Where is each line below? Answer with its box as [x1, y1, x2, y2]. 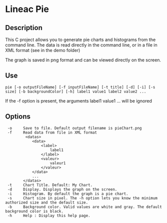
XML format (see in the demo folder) [5, 47, 80, 53]
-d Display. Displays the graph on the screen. [7, 186, 117, 192]
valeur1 [49, 160, 66, 165]
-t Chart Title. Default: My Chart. [7, 182, 93, 187]
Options [5, 112, 31, 121]
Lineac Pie [5, 3, 49, 15]
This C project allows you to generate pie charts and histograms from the [5, 36, 156, 42]
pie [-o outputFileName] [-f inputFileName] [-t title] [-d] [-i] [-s [5, 84, 155, 89]
